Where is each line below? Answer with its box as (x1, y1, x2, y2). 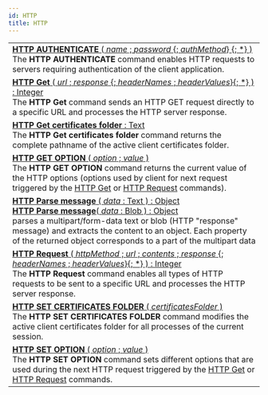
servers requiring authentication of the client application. (12, 63, 225, 74)
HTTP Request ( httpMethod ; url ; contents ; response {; (12, 248, 224, 259)
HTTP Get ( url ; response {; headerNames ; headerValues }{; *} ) (12, 77, 254, 88)
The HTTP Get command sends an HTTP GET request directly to (12, 97, 254, 108)
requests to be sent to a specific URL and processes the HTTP (12, 278, 246, 289)
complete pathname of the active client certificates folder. (12, 139, 230, 150)
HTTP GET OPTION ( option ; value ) (12, 152, 150, 164)
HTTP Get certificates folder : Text (12, 119, 145, 130)
